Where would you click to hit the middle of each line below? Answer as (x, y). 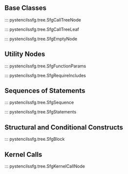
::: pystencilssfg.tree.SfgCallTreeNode (43, 20)
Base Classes (26, 8)
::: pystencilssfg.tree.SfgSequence (39, 103)
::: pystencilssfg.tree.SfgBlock (35, 139)
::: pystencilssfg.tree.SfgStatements (41, 112)
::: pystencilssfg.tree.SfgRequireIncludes (45, 75)
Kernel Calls (23, 154)
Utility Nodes (25, 54)
